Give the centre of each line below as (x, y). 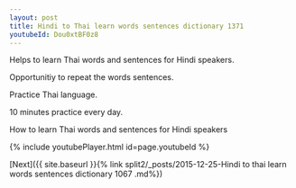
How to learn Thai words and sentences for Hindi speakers (119, 130)
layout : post (34, 18)
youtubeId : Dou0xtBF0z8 (54, 34)
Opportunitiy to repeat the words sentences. (92, 77)
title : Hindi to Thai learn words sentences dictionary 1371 (127, 26)
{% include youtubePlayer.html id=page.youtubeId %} (110, 147)
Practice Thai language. (53, 94)
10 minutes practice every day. (66, 112)
